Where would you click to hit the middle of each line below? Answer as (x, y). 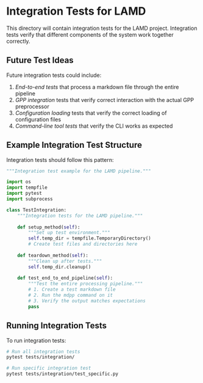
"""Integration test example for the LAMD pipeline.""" (79, 171)
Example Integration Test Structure (74, 145)
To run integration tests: (36, 340)
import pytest (24, 194)
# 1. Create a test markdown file (72, 290)
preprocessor (32, 106)
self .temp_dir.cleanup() (60, 267)
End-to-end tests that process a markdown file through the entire (97, 87)
